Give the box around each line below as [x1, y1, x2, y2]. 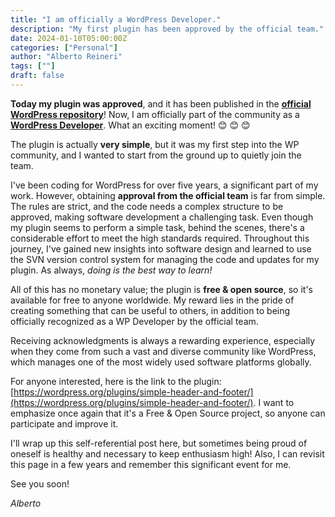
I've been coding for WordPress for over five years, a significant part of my [10, 179, 319, 191]
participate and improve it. [10, 417, 119, 430]
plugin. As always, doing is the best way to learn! [10, 264, 213, 276]
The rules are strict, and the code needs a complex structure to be [10, 200, 284, 212]
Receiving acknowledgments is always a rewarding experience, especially [10, 334, 316, 346]
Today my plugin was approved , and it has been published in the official [10, 97, 312, 110]
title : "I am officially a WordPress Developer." [10, 14, 222, 25]
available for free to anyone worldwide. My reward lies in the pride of [10, 294, 295, 306]
